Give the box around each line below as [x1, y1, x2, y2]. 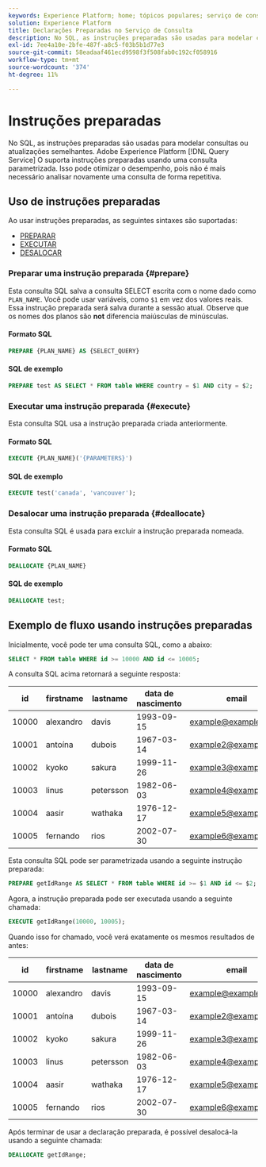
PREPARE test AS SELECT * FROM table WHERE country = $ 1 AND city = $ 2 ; [8, 382, 253, 390]
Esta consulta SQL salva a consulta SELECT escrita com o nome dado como [8, 286, 256, 295]
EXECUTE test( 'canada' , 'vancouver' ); [8, 489, 136, 497]
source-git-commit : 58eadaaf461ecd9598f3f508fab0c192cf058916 [8, 48, 218, 56]
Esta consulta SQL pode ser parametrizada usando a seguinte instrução [8, 856, 243, 865]
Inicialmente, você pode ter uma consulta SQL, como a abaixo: [8, 640, 212, 649]
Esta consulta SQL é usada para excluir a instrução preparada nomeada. [8, 526, 244, 536]
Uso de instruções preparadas [8, 194, 161, 208]
